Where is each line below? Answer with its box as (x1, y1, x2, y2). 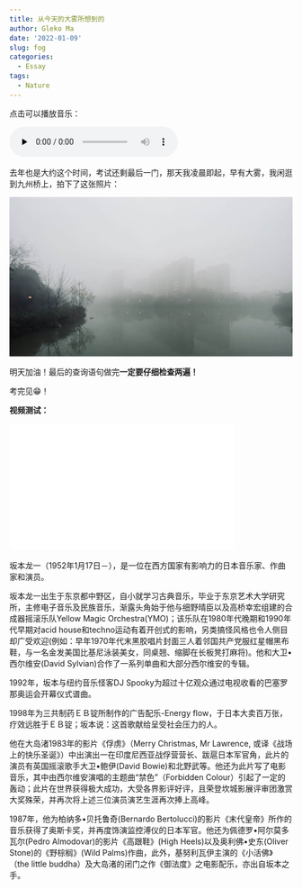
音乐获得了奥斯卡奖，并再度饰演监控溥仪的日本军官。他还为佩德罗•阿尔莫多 (9, 824, 289, 835)
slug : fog (9, 43, 47, 52)
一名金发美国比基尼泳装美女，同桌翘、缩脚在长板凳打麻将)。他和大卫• (32, 647, 292, 658)
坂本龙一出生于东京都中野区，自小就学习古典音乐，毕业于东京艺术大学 (9, 590, 270, 601)
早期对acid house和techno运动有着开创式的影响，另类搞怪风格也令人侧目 (16, 624, 289, 635)
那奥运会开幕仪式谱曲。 (9, 688, 96, 699)
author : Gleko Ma (9, 23, 75, 33)
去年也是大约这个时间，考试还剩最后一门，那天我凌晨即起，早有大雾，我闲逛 (9, 167, 293, 177)
